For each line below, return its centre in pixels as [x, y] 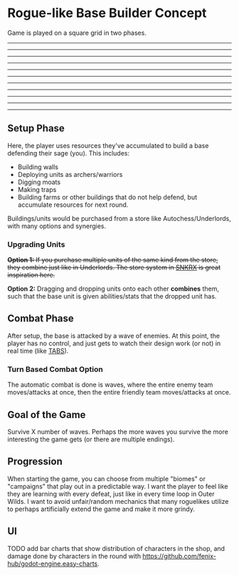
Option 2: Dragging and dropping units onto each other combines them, [113, 289]
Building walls [38, 167]
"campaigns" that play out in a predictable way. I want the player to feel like [118, 486]
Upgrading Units [36, 244]
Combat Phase [41, 319]
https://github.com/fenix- [179, 556]
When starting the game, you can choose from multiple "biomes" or [107, 478]
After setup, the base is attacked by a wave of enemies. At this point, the [114, 335]
